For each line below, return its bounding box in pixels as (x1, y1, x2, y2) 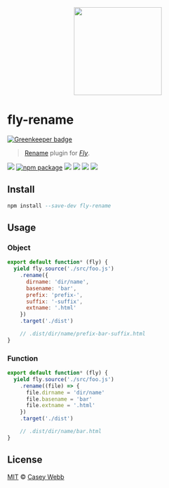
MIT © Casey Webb (7, 473, 65, 481)
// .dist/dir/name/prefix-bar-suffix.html (20, 330, 146, 338)
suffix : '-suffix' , (25, 298, 83, 305)
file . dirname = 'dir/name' (25, 389, 105, 396)
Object (7, 243, 31, 252)
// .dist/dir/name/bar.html (20, 428, 102, 435)
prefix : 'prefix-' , (25, 291, 83, 298)
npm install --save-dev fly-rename (7, 202, 111, 210)
